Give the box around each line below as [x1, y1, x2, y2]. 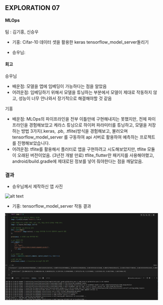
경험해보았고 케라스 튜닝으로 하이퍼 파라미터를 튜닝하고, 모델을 [29, 122, 147, 128]
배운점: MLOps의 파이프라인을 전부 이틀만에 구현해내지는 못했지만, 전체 [12, 116, 147, 122]
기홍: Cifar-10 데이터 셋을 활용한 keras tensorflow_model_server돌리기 [12, 39, 149, 45]
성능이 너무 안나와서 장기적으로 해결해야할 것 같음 [18, 95, 112, 101]
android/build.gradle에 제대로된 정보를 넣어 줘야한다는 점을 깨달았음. [12, 158, 144, 164]
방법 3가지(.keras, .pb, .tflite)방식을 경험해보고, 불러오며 [21, 128, 128, 134]
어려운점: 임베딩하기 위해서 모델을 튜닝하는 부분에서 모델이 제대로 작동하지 [12, 89, 152, 95]
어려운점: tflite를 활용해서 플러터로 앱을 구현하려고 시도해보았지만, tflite [12, 146, 147, 152]
